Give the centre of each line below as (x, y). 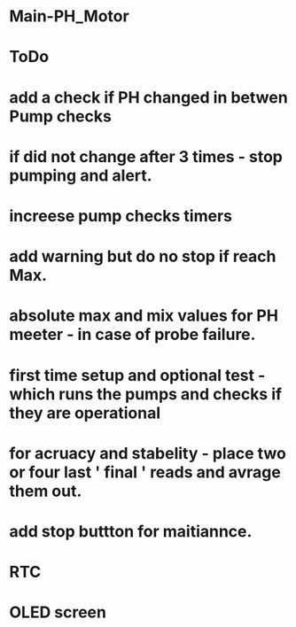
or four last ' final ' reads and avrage (145, 472)
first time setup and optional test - (137, 375)
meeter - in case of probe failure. (132, 335)
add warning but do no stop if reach (143, 256)
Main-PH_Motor (70, 16)
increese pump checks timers (121, 216)
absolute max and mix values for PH (144, 316)
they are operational (85, 413)
